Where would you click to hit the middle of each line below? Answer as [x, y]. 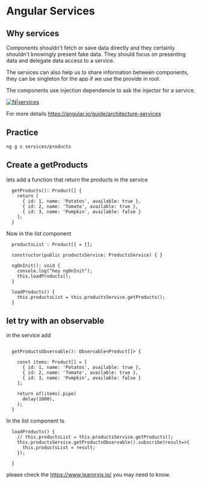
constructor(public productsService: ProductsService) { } [87, 255]
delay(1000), [39, 399]
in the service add [29, 335]
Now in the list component [39, 233]
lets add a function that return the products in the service [77, 180]
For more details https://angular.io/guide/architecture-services [84, 114]
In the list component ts [36, 421]
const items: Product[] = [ [52, 362]
